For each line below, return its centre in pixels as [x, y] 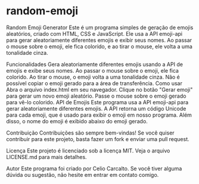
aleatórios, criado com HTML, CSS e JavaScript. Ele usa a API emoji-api [94, 33]
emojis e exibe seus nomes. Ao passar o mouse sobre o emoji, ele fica [92, 70]
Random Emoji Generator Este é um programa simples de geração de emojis [100, 27]
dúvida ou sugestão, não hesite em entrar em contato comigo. [83, 174]
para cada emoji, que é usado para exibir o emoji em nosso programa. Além [99, 115]
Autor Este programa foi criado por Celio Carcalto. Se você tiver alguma [94, 169]
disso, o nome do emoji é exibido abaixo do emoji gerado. [77, 121]
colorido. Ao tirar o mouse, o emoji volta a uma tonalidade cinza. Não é [93, 77]
